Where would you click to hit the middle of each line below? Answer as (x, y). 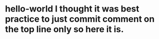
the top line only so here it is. (65, 29)
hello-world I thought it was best (72, 9)
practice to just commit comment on (80, 19)
